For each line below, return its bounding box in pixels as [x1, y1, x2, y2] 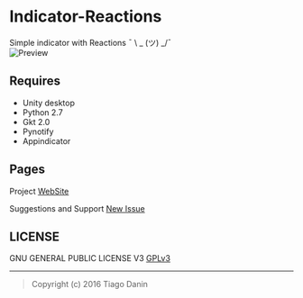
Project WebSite [9, 185, 69, 196]
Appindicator [22, 135, 71, 146]
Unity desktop [22, 97, 75, 108]
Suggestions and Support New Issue [9, 203, 146, 213]
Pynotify [22, 126, 54, 137]
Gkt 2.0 [22, 116, 50, 127]
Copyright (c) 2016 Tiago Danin [31, 279, 149, 290]
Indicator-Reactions [9, 6, 162, 27]
